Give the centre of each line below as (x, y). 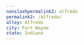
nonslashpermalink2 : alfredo (42, 11)
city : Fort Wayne (28, 28)
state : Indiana (25, 33)
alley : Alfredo (25, 22)
